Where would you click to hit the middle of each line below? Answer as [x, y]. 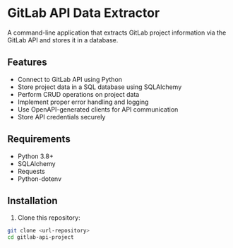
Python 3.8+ [36, 156]
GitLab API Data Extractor [84, 13]
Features [27, 63]
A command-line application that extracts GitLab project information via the [117, 33]
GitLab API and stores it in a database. [63, 40]
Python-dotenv [40, 179]
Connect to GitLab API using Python [70, 79]
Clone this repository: [49, 218]
